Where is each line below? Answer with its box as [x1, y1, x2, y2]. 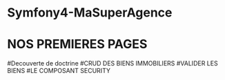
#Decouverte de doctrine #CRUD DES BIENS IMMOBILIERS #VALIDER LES [7, 59, 219, 68]
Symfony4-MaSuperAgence [7, 5, 173, 21]
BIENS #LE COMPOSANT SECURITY [7, 67, 110, 75]
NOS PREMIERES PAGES [7, 37, 148, 52]
